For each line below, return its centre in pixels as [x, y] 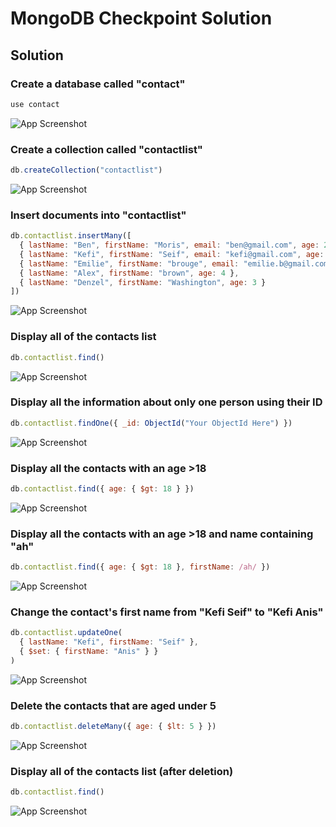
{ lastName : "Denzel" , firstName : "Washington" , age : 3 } [143, 282]
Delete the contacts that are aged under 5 [113, 705]
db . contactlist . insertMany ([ [71, 236]
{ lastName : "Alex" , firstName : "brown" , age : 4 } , [129, 273]
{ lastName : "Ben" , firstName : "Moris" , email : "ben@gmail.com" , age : [169, 245]
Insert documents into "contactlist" [98, 215]
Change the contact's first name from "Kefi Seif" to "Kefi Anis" [167, 612]
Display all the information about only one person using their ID [166, 402]
